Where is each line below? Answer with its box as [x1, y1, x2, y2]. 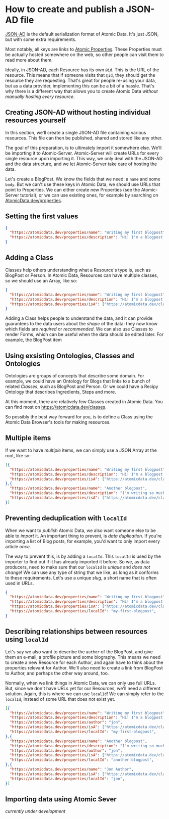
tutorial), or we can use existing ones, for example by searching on [20, 192, 158, 198]
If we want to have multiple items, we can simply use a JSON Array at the [5, 447, 157, 453]
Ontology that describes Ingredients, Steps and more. [5, 389, 117, 395]
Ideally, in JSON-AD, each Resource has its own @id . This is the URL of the [5, 67, 159, 73]
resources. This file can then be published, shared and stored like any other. [5, 135, 163, 141]
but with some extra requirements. [5, 36, 76, 42]
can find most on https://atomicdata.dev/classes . [5, 404, 107, 410]
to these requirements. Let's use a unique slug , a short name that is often [5, 574, 157, 581]
